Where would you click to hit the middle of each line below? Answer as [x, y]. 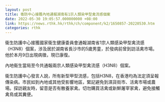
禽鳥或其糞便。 [20, 95]
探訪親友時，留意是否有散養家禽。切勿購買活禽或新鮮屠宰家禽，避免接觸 [87, 88]
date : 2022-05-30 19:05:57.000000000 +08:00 [51, 19]
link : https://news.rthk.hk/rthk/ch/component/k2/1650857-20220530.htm [80, 23]
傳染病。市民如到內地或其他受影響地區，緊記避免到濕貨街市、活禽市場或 [78, 82]
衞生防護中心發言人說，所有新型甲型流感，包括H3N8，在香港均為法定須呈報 [82, 76]
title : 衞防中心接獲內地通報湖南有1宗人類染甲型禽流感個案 [58, 14]
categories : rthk [23, 28]
